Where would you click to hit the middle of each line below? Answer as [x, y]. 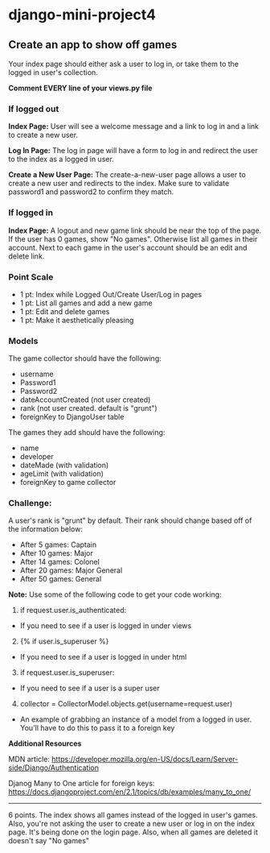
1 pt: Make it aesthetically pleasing [77, 320]
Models [23, 341]
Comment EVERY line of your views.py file [80, 88]
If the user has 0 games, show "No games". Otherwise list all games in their [133, 238]
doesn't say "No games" [49, 841]
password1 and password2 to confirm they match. [91, 192]
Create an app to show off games [93, 45]
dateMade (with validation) [64, 466]
